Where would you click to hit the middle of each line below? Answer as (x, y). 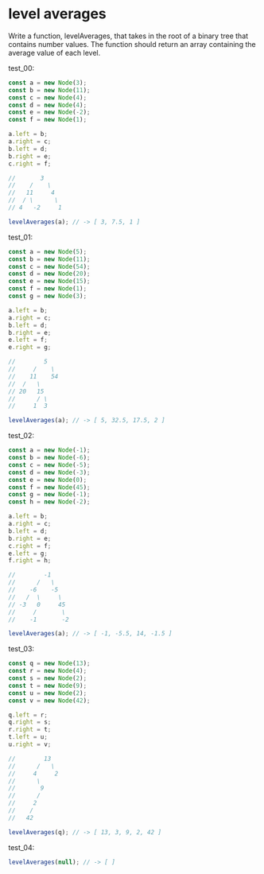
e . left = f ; (28, 340)
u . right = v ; (30, 744)
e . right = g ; (30, 348)
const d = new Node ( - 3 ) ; (49, 472)
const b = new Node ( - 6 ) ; (49, 458)
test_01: (21, 237)
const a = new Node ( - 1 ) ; (49, 450)
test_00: (21, 68)
